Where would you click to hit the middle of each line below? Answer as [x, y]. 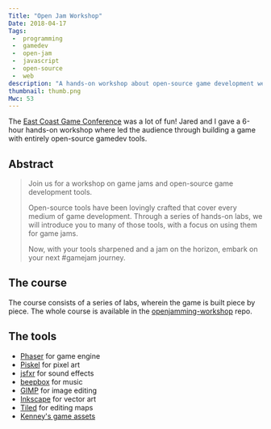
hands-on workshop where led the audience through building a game [141, 130]
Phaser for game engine [60, 355]
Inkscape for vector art [58, 399]
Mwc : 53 [21, 99]
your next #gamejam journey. [77, 258]
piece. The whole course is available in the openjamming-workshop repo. [130, 311]
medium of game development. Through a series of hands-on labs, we [145, 217]
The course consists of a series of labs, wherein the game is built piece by [132, 302]
